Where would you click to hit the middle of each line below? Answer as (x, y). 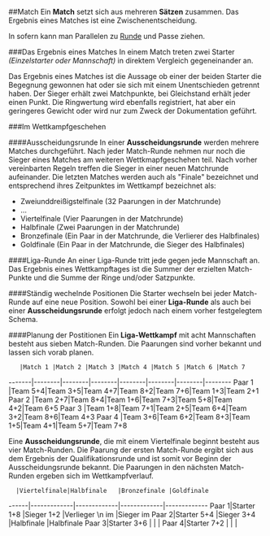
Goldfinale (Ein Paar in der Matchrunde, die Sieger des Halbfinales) (133, 244)
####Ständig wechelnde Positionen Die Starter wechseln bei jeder (120, 293)
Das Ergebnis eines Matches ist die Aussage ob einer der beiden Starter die (135, 76)
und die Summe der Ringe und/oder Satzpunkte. (115, 277)
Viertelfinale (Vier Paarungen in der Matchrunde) (102, 218)
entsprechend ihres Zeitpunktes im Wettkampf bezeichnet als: (113, 185)
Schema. (23, 319)
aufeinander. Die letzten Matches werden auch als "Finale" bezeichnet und (133, 177)
